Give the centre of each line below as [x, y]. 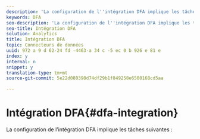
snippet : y [20, 67]
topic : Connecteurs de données [45, 45]
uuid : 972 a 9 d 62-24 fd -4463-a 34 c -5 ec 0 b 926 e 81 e [84, 51]
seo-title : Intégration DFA [41, 28]
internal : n [21, 61]
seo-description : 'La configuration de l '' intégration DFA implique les [98, 23]
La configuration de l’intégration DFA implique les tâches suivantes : [89, 129]
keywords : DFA [24, 17]
